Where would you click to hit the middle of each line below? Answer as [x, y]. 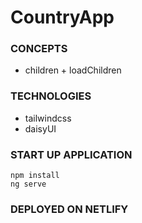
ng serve [28, 184]
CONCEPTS [39, 49]
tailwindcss [48, 118]
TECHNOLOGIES [51, 96]
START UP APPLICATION [71, 154]
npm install [35, 176]
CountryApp [62, 17]
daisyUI [40, 128]
